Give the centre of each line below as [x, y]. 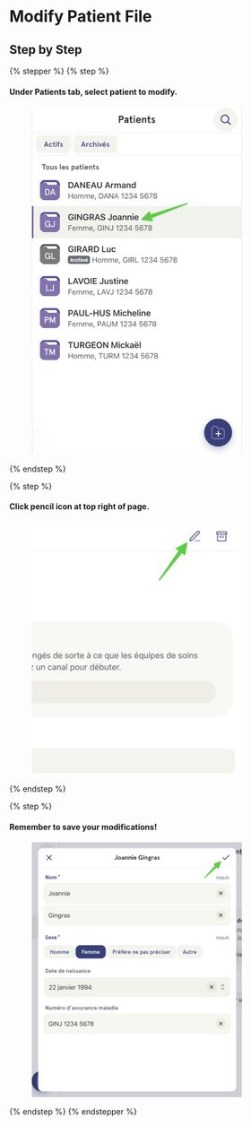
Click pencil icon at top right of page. [79, 507]
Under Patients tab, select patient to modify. [93, 91]
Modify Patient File [81, 17]
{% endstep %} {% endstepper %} [73, 1112]
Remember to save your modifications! [83, 827]
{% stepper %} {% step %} [59, 71]
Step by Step [46, 50]
